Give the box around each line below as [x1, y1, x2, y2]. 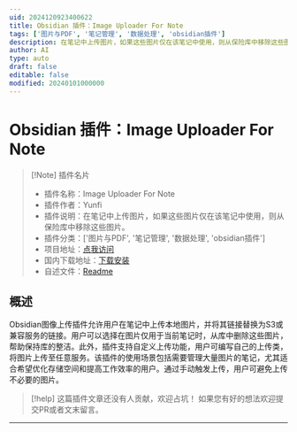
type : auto [9, 54, 49, 63]
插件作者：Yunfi [43, 199, 103, 210]
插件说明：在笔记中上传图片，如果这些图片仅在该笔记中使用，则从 [43, 210, 285, 221]
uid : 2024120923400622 [9, 12, 93, 22]
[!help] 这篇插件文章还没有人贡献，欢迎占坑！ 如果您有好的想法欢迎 [30, 393, 277, 404]
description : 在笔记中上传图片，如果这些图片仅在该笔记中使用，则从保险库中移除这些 [9, 37, 285, 47]
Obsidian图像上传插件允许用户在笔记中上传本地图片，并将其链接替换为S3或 [9, 320, 284, 330]
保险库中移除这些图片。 [43, 221, 130, 232]
